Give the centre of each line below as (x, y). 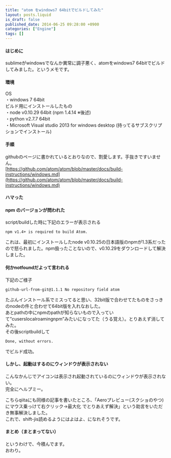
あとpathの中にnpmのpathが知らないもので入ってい (59, 312)
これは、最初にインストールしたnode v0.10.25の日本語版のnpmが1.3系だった (86, 242)
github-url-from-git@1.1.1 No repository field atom (63, 290)
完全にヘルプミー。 (26, 389)
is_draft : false (22, 19)
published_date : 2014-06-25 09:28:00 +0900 (52, 24)
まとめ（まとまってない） (32, 431)
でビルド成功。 (21, 351)
